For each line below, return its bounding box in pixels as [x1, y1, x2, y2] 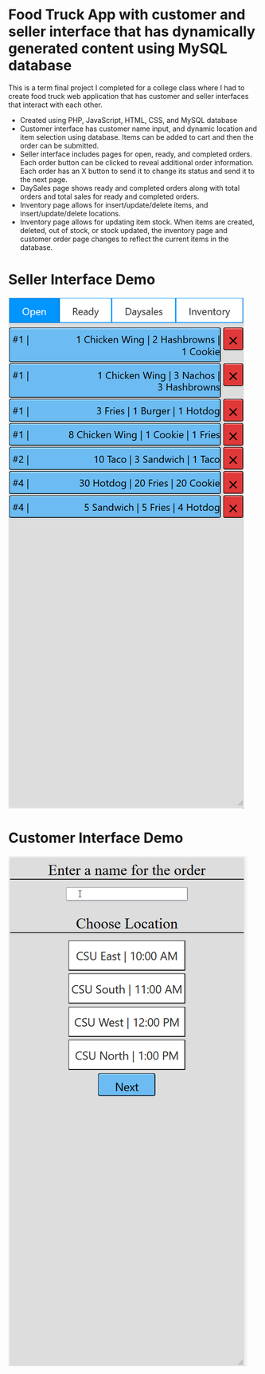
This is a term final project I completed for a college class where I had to [8, 82, 245, 93]
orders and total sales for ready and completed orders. [19, 192, 200, 201]
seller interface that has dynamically [8, 22, 256, 41]
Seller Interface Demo [8, 271, 156, 289]
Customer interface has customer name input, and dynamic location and [19, 124, 257, 133]
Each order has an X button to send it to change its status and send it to [19, 166, 255, 176]
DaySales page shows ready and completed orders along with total [19, 183, 240, 192]
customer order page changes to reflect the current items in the [19, 234, 229, 244]
